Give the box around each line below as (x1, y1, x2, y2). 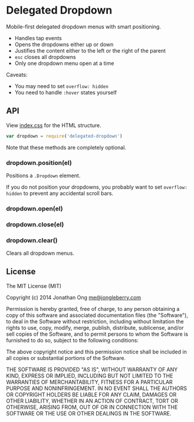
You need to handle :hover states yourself (14, 89, 117, 96)
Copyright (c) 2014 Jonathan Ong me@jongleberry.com (6, 294, 142, 301)
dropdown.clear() (6, 236, 58, 244)
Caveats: (6, 71, 28, 78)
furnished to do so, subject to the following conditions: (6, 336, 139, 343)
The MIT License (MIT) (6, 282, 62, 290)
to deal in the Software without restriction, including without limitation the (6, 317, 184, 325)
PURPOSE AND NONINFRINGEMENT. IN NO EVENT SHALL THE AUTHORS (6, 385, 188, 392)
